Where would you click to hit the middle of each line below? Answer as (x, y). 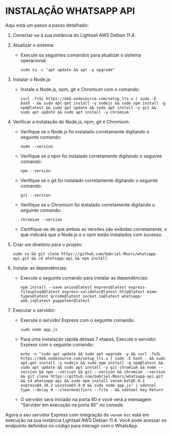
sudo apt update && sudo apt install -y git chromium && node (88, 367)
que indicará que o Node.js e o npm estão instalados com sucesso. (91, 234)
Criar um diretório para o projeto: (47, 244)
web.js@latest (35, 301)
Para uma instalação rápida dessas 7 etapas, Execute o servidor (88, 339)
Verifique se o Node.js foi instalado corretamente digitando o (85, 131)
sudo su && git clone (36, 254)
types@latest (34, 296)
